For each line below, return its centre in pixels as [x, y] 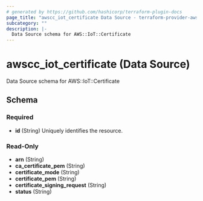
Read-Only [23, 146]
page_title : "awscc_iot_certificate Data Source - [71, 18]
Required [20, 117]
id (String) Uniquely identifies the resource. [69, 130]
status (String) [34, 192]
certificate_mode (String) [47, 173]
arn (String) [29, 160]
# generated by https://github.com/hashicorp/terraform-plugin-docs [94, 12]
